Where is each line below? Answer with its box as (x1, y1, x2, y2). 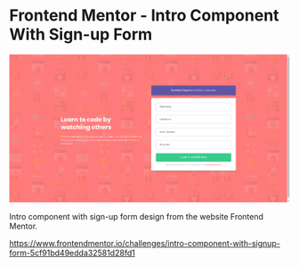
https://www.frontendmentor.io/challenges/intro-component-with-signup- (9, 237, 280, 248)
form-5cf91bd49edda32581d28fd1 (9, 247, 135, 258)
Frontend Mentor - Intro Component (9, 5, 279, 26)
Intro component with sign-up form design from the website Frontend (9, 211, 264, 221)
